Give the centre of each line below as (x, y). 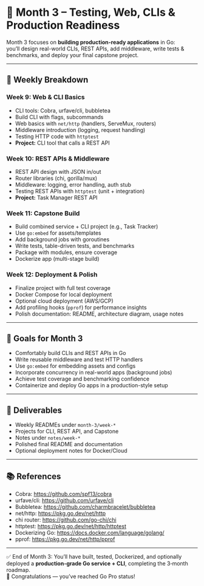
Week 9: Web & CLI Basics (46, 97)
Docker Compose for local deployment (63, 294)
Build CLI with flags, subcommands (59, 117)
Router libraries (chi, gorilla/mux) (56, 178)
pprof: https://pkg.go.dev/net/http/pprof (65, 539)
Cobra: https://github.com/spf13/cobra (63, 494)
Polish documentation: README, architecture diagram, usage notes (99, 314)
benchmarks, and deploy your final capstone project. (73, 55)
